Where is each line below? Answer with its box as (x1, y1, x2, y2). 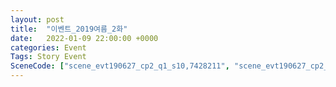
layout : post (10, 14, 65, 25)
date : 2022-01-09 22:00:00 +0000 (10, 33, 159, 43)
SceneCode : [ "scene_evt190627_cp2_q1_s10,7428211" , (10, 61, 230, 71)
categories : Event (10, 42, 87, 53)
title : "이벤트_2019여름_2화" (10, 24, 128, 34)
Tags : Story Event (10, 52, 87, 62)
